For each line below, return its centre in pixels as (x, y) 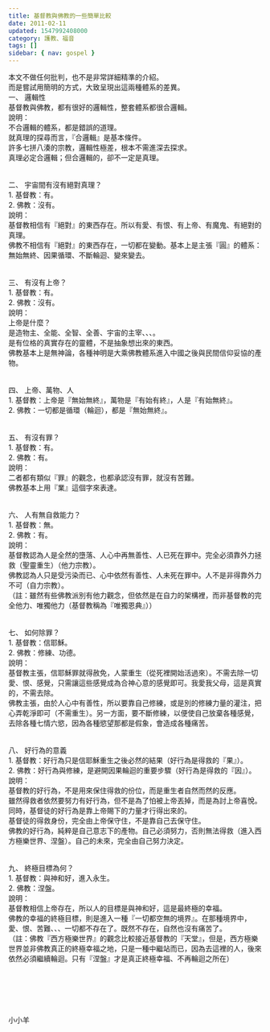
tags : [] (23, 46)
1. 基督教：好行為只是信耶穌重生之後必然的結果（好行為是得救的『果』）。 (128, 760)
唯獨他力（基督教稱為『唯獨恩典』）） (96, 605)
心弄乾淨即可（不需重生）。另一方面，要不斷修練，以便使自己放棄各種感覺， (133, 713)
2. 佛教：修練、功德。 (44, 652)
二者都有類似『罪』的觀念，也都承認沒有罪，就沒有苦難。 (103, 477)
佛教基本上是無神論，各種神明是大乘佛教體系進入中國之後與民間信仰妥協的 (131, 353)
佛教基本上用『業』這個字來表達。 (65, 487)
